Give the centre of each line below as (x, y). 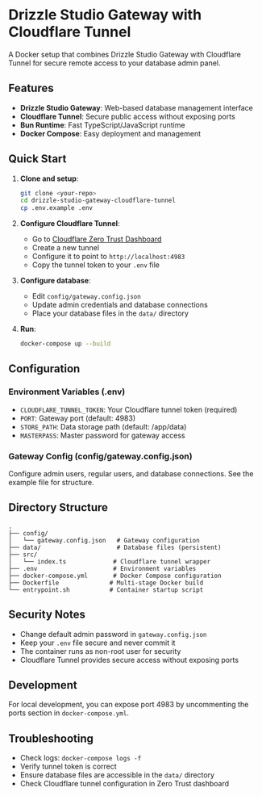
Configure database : (55, 281)
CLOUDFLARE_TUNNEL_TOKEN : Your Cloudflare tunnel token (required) (129, 409)
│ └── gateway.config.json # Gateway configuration (104, 540)
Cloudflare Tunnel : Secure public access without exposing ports (127, 116)
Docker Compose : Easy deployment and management (110, 133)
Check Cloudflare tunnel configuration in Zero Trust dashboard (125, 784)
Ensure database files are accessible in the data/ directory (117, 775)
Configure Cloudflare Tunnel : (70, 224)
